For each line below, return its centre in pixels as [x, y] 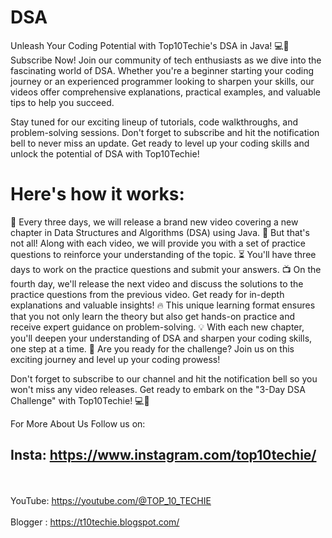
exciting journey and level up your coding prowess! [115, 359]
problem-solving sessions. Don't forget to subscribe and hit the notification [165, 132]
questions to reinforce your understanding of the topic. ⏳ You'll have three [163, 254]
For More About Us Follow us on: [78, 423]
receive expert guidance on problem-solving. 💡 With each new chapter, [157, 327]
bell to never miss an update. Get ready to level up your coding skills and [160, 143]
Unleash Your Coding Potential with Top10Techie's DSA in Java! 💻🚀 [150, 45]
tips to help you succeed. [62, 102]
